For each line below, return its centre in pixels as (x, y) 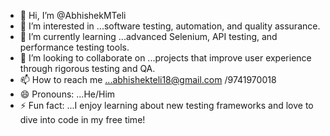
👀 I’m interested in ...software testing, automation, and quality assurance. (170, 26)
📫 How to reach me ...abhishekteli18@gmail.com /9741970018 (148, 79)
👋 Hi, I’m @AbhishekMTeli (73, 15)
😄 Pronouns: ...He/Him (67, 94)
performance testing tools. (74, 47)
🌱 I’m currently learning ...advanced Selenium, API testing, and (148, 36)
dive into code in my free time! (82, 119)
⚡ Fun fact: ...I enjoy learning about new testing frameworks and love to (166, 105)
